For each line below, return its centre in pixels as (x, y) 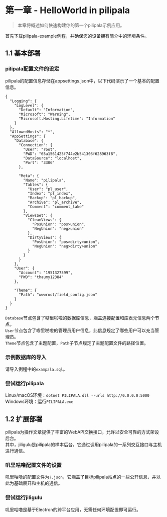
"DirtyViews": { (44, 237)
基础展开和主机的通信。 (38, 483)
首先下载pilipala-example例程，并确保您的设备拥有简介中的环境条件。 (77, 36)
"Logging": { (23, 101)
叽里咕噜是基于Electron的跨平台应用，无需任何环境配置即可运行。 (73, 509)
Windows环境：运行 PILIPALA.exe (39, 402)
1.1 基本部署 (23, 53)
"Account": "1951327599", (45, 273)
